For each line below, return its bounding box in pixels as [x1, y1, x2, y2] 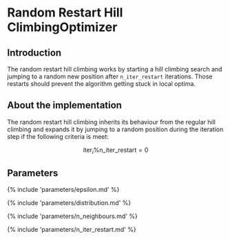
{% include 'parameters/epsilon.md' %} [7, 186, 120, 194]
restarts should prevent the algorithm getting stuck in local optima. [7, 80, 196, 87]
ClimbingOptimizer [7, 19, 118, 35]
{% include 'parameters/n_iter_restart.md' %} [7, 226, 136, 234]
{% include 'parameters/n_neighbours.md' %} [7, 212, 138, 221]
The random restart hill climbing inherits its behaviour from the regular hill [7, 118, 216, 126]
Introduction [7, 47, 62, 58]
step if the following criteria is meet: [7, 132, 109, 140]
